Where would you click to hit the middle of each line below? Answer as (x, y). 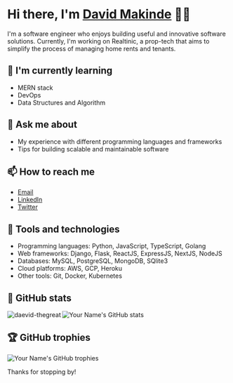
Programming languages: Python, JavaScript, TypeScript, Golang (112, 246)
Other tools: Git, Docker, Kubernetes (70, 276)
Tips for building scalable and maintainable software (93, 149)
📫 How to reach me (51, 172)
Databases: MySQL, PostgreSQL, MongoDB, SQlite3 (93, 261)
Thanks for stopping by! (42, 372)
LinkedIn (30, 200)
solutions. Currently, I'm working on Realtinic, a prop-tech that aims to (108, 41)
